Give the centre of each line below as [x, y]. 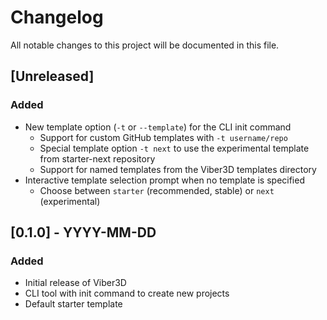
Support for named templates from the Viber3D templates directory [178, 169]
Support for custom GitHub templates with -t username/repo [163, 137]
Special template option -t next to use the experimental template [174, 148]
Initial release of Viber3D [75, 283]
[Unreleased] [52, 76]
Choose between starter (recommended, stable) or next [157, 190]
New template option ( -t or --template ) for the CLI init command [158, 127]
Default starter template [73, 304]
